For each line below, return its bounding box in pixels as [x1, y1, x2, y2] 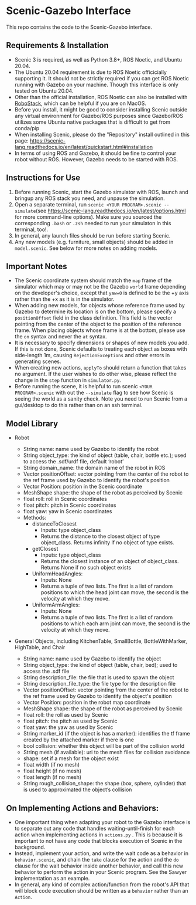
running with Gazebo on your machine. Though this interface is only [14, 81, 178, 88]
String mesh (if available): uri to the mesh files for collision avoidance [23, 749, 190, 756]
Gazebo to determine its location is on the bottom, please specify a [14, 308, 177, 315]
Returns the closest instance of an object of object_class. [40, 558, 179, 565]
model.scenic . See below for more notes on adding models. [14, 245, 158, 252]
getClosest [32, 545, 59, 553]
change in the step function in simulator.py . [14, 377, 121, 384]
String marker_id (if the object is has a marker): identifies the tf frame [23, 730, 190, 737]
